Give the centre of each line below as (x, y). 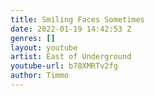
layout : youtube (44, 47)
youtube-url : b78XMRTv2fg (64, 66)
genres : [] (33, 38)
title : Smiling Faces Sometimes (77, 19)
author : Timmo (40, 76)
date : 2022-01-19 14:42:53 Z (71, 29)
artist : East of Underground (71, 57)
